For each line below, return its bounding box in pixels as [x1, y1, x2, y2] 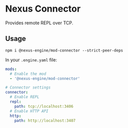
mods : [5, 66, 17, 71]
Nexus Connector [5, 3, 81, 15]
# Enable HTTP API [10, 108, 49, 114]
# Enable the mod [10, 71, 47, 76]
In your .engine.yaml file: [5, 57, 57, 63]
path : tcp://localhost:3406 [14, 104, 73, 109]
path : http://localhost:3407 [14, 118, 76, 123]
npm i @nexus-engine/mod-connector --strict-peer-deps [5, 48, 123, 53]
